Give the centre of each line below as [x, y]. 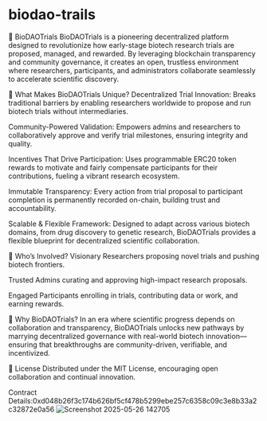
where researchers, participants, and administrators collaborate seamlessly [132, 70]
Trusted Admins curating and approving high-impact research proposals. [128, 279]
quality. [20, 143]
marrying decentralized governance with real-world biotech [106, 336]
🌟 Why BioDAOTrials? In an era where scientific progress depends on [122, 319]
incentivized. [29, 353]
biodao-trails [52, 15]
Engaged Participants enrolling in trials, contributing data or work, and [123, 295]
